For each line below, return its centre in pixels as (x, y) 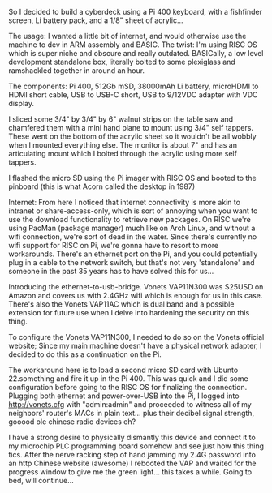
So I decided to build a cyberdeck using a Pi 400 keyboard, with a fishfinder (135, 12)
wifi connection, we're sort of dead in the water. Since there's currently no (133, 237)
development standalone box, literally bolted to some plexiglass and (122, 62)
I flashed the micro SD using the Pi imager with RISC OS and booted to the (133, 178)
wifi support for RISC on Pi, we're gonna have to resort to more (114, 245)
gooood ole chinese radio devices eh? (72, 422)
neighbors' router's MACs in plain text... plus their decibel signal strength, (131, 413)
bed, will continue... (41, 480)
